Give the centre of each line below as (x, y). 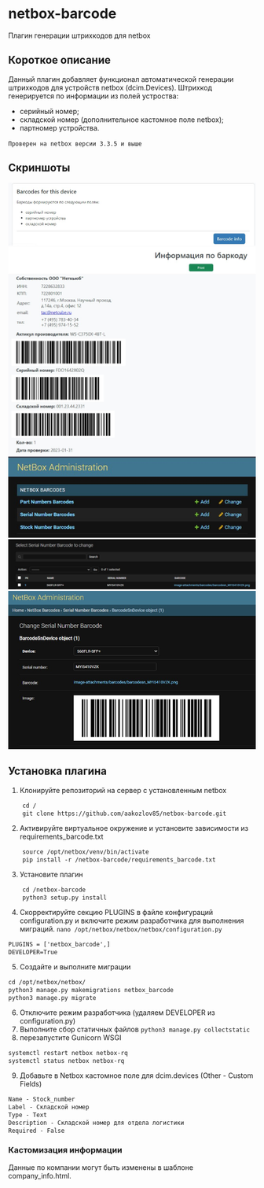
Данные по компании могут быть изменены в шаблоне (101, 1167)
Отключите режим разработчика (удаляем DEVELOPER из (117, 1013)
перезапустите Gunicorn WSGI (70, 1037)
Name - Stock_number (42, 1099)
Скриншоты (39, 168)
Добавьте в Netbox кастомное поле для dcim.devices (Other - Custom (136, 1075)
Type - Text (27, 1115)
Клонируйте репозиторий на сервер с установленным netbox (123, 790)
